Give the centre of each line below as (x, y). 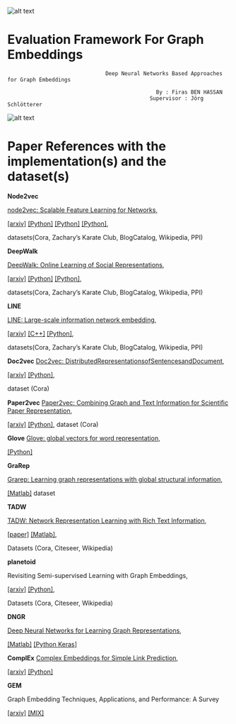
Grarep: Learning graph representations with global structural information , (115, 479)
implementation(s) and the (87, 161)
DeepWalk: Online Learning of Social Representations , (86, 264)
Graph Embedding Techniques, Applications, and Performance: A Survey (113, 699)
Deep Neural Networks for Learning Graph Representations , (94, 630)
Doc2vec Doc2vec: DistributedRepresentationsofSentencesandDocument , (116, 361)
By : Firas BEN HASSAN (189, 92)
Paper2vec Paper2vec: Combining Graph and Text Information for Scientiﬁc (118, 402)
